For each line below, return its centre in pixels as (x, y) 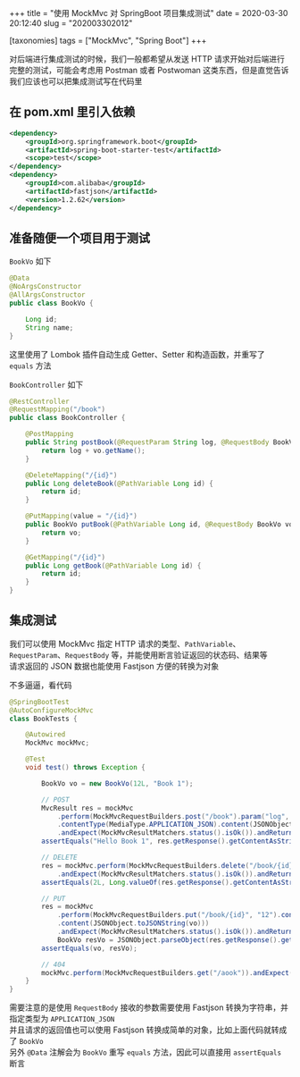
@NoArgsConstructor (46, 287)
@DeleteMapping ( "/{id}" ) (71, 475)
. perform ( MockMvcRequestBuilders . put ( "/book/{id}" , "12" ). (169, 915)
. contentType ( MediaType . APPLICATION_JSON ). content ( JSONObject (175, 825)
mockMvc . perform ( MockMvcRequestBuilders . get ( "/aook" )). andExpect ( (167, 972)
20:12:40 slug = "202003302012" (71, 23)
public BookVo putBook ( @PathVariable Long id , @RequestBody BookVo (153, 525)
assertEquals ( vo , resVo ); (90, 948)
